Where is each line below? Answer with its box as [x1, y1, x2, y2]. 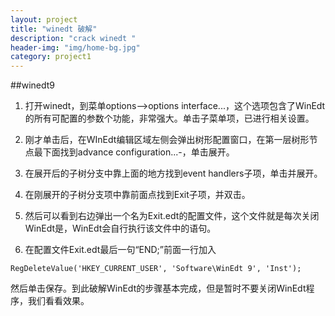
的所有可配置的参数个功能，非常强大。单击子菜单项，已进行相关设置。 [24, 112, 315, 125]
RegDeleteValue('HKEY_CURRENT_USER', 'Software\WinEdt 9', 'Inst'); [10, 264, 302, 274]
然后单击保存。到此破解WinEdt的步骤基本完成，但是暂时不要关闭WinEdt [10, 282, 307, 295]
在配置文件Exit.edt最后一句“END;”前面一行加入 [24, 244, 217, 256]
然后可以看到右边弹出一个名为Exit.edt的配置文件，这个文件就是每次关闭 [24, 210, 320, 222]
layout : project [10, 14, 78, 25]
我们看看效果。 [27, 295, 90, 307]
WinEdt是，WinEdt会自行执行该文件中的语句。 [24, 222, 217, 235]
